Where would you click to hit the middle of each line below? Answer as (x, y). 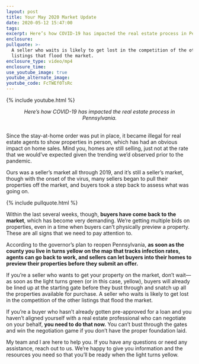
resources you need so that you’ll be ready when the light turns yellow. (92, 355)
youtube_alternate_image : (38, 78)
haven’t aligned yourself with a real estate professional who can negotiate (96, 318)
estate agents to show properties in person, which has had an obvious (92, 142)
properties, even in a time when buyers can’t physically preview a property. (98, 227)
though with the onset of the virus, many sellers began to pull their (87, 179)
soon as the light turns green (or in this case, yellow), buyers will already (102, 281)
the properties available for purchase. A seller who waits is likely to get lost (97, 294)
